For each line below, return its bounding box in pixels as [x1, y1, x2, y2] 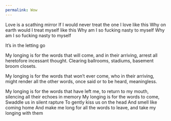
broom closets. [5, 63, 37, 69]
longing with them [5, 110, 43, 116]
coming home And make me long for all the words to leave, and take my [5, 104, 156, 110]
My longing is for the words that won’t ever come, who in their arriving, [5, 72, 155, 79]
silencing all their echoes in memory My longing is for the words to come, [5, 93, 160, 100]
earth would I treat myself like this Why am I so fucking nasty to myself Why [5, 27, 165, 33]
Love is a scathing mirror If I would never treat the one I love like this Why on [5, 21, 166, 28]
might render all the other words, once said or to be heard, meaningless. [5, 78, 157, 84]
